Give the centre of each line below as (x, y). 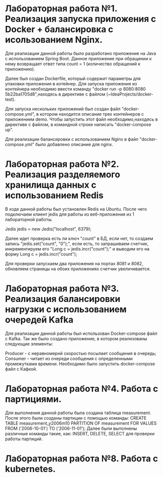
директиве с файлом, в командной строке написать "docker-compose (78, 124)
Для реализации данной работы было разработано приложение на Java (81, 53)
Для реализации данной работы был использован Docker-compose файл (81, 333)
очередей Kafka (39, 320)
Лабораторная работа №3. (62, 289)
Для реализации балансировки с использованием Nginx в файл (72, 139)
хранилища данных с (51, 185)
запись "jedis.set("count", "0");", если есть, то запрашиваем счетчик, (77, 244)
